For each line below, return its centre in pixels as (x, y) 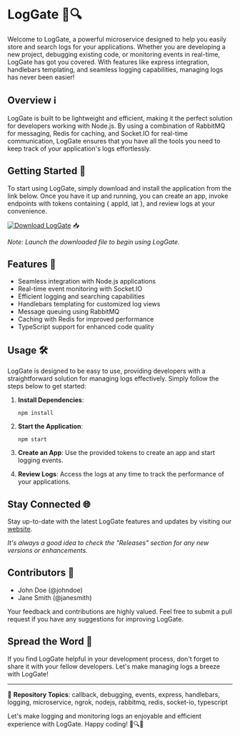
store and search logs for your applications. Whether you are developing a (117, 46)
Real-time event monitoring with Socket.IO (80, 289)
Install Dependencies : (51, 400)
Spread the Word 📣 (50, 642)
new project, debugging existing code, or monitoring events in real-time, (114, 54)
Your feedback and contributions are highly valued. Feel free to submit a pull (120, 611)
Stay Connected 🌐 (49, 504)
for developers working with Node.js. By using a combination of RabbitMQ (116, 126)
